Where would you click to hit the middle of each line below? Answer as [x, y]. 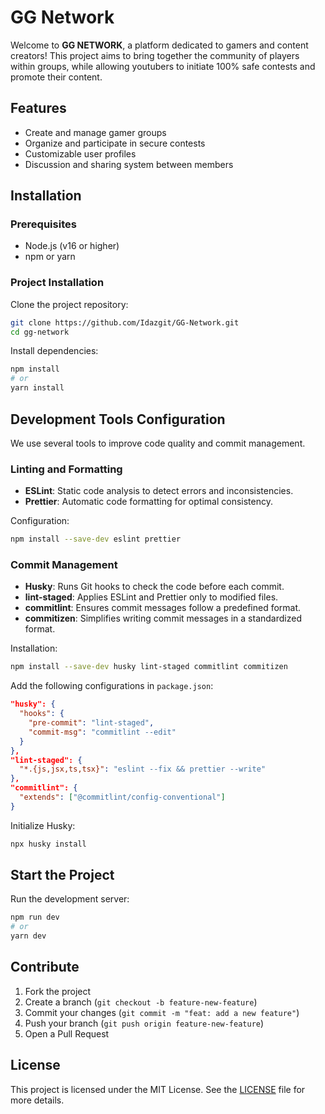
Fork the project [58, 991]
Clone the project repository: [69, 304]
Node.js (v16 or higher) [72, 246]
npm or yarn [50, 257]
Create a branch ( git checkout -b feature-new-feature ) [141, 1002]
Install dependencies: [54, 351]
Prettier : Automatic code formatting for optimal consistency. [148, 502]
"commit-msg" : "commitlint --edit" [102, 732]
